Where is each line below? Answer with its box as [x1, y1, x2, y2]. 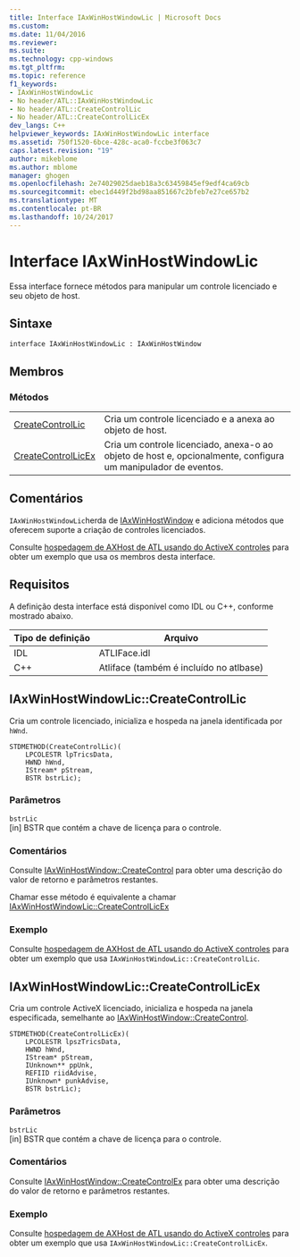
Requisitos [9, 578, 70, 593]
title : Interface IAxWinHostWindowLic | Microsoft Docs [9, 13, 221, 22]
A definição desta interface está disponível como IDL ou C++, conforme [9, 601, 274, 612]
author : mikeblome [9, 154, 78, 164]
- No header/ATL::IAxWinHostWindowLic [9, 96, 154, 105]
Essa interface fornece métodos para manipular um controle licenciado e [9, 281, 278, 291]
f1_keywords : [9, 80, 58, 89]
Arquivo [163, 631, 199, 644]
